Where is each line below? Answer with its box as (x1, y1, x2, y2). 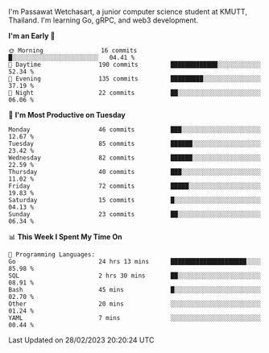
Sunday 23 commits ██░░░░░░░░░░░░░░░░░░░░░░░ (8, 210, 262, 218)
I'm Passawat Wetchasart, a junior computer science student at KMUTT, (8, 7, 248, 16)
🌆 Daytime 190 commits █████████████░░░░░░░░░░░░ (8, 60, 262, 69)
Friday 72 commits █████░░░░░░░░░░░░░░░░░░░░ (8, 182, 262, 190)
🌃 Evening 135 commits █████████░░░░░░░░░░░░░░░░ (8, 75, 262, 83)
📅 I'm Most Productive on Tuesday (8, 110, 126, 119)
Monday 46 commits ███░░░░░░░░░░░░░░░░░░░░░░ (8, 126, 262, 134)
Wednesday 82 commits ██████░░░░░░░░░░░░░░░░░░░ (8, 154, 262, 162)
